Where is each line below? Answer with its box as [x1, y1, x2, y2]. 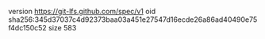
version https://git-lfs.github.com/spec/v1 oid [8, 7, 156, 16]
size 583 [48, 23, 77, 32]
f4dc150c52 [8, 23, 48, 32]
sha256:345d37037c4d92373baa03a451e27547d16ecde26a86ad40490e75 [8, 15, 258, 24]
